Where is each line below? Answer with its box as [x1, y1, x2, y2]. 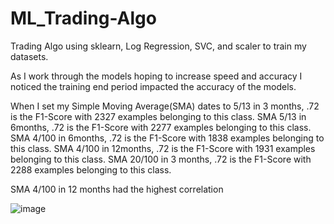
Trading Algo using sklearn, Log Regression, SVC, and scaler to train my [10, 40, 307, 52]
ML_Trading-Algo [10, 7, 157, 30]
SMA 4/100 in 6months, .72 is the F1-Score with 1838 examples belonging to [10, 132, 325, 144]
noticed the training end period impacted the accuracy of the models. [10, 80, 297, 92]
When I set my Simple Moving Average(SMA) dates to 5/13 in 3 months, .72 [10, 100, 320, 112]
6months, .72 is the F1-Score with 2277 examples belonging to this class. [10, 121, 312, 133]
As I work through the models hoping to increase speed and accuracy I [10, 70, 303, 82]
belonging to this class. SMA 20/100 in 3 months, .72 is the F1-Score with [10, 153, 312, 165]
